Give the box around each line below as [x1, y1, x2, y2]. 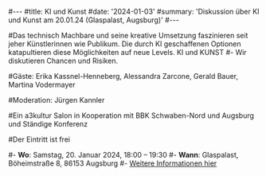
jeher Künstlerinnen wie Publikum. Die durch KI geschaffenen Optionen [8, 39, 241, 49]
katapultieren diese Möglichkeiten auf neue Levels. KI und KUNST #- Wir [8, 48, 247, 57]
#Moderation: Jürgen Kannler [8, 96, 105, 104]
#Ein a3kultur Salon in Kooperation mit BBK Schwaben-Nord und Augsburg [8, 111, 255, 120]
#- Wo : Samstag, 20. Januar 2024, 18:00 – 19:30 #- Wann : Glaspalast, [8, 151, 239, 159]
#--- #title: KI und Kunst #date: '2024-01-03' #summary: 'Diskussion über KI [8, 7, 260, 16]
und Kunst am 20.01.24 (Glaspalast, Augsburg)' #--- [8, 15, 179, 25]
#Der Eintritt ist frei [8, 135, 70, 144]
